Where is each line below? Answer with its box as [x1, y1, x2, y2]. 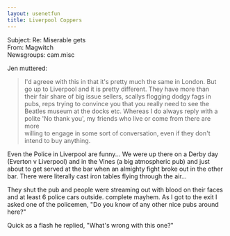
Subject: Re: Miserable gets [7, 35, 86, 44]
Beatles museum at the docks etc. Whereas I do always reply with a [24, 107, 218, 115]
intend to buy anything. [24, 136, 91, 144]
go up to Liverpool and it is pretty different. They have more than [24, 85, 210, 93]
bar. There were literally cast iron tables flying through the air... [7, 171, 187, 180]
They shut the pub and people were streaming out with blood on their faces [7, 185, 224, 194]
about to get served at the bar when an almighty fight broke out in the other [7, 165, 224, 173]
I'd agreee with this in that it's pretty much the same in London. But [24, 77, 217, 85]
